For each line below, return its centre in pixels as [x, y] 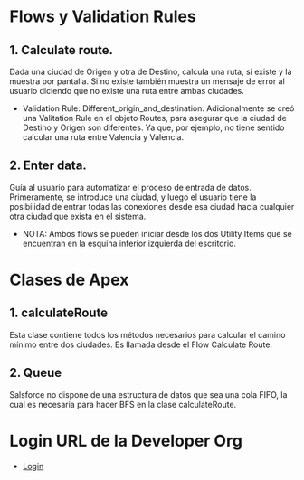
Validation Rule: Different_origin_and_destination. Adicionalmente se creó [158, 108]
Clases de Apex [69, 280]
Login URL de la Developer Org [126, 441]
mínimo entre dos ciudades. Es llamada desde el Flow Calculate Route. [141, 344]
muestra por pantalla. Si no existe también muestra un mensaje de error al [147, 81]
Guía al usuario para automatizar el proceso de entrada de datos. [130, 187]
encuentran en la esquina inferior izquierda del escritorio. [129, 243]
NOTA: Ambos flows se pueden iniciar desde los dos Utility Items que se [157, 233]
